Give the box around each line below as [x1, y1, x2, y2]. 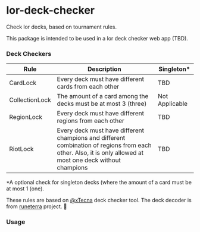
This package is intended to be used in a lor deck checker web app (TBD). [6, 35, 189, 42]
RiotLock [9, 145, 34, 153]
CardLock [9, 79, 37, 87]
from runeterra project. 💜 [6, 203, 67, 210]
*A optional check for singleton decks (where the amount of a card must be [6, 179, 192, 186]
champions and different [57, 134, 126, 142]
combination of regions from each [57, 141, 152, 149]
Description [87, 65, 122, 73]
